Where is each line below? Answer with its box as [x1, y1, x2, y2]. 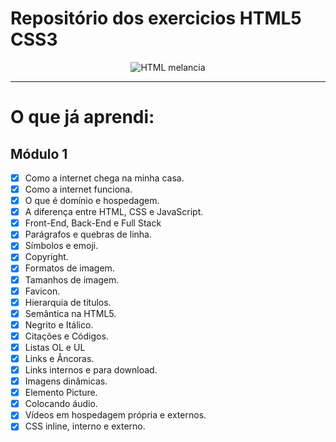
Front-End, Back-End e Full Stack [24, 217, 162, 229]
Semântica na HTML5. [24, 307, 117, 319]
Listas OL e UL [24, 341, 86, 353]
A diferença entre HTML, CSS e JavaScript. [24, 206, 204, 218]
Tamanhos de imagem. [24, 273, 120, 286]
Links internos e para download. [24, 364, 158, 376]
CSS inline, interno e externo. [24, 420, 146, 432]
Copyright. [24, 251, 69, 263]
